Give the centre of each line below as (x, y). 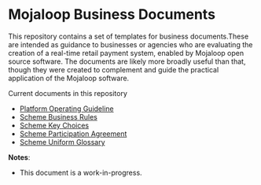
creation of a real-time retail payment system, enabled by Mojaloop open (126, 53)
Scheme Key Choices (54, 125)
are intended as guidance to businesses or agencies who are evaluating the (130, 44)
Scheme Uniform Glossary (62, 142)
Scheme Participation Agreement (73, 133)
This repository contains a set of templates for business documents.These (129, 36)
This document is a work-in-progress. (81, 172)
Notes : (19, 157)
